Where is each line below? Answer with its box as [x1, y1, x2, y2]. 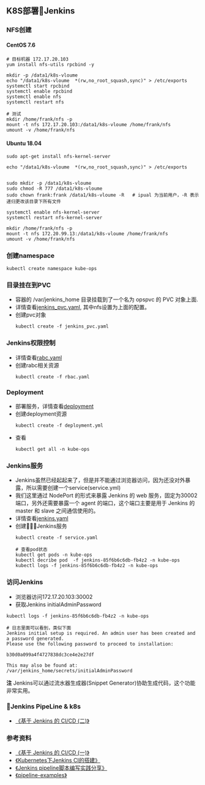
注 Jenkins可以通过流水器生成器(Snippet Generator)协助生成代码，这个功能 [6, 679, 196, 686]
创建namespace [6, 251, 55, 260]
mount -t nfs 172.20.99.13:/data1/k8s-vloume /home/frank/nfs [6, 230, 168, 237]
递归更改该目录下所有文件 [6, 198, 61, 205]
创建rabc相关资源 [15, 361, 59, 369]
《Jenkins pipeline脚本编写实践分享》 [15, 764, 108, 772]
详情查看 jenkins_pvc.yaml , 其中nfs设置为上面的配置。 [15, 304, 150, 311]
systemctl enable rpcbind [6, 88, 72, 94]
